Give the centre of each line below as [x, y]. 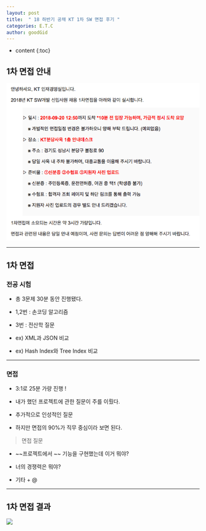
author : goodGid [27, 32]
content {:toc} [33, 51]
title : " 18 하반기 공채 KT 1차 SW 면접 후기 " [63, 19]
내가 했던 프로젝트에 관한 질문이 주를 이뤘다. [68, 402]
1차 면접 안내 [29, 71]
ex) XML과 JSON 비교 [42, 338]
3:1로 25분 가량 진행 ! [41, 389]
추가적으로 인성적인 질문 [44, 414]
